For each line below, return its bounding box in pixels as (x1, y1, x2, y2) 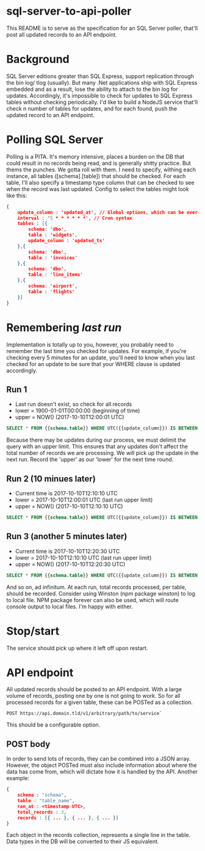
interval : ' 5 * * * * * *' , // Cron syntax (17, 215, 132, 221)
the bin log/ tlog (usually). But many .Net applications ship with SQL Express (6, 79, 198, 86)
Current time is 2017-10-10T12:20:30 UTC (15, 547, 120, 555)
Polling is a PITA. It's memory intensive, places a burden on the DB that (6, 153, 185, 160)
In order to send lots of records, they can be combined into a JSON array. (6, 755, 191, 763)
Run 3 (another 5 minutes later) (6, 531, 128, 542)
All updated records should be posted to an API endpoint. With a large (6, 686, 182, 693)
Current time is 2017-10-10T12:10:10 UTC (15, 490, 118, 497)
